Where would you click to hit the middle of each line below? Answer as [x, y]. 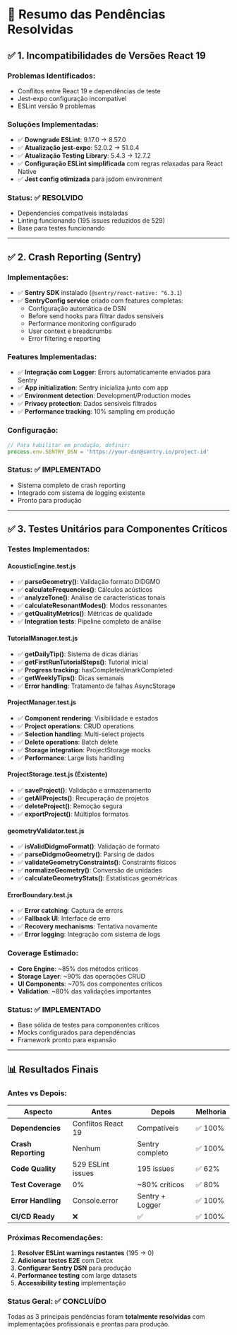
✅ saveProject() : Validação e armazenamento [84, 790]
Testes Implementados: [49, 549]
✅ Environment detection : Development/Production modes [104, 396]
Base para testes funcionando [61, 228]
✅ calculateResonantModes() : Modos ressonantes [92, 606]
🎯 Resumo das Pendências [86, 14]
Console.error [95, 1200]
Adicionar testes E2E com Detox [65, 1260]
